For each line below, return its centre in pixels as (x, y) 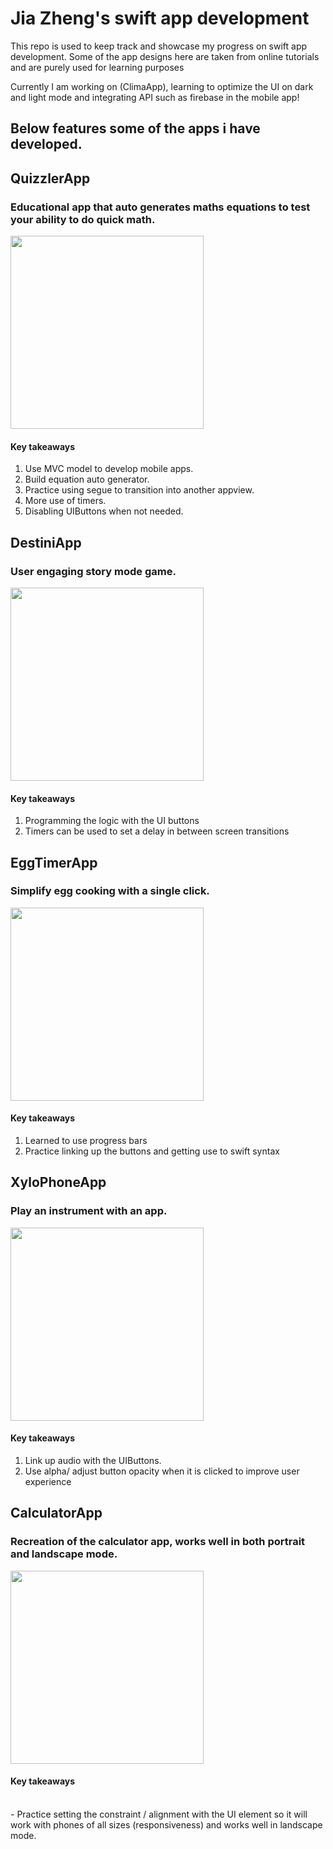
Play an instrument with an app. (89, 1211)
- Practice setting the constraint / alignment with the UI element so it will (159, 1814)
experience (48, 1481)
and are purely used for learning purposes (97, 67)
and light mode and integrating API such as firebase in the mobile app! (155, 97)
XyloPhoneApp (58, 1182)
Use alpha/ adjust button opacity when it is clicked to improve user (162, 1471)
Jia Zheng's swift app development (160, 18)
